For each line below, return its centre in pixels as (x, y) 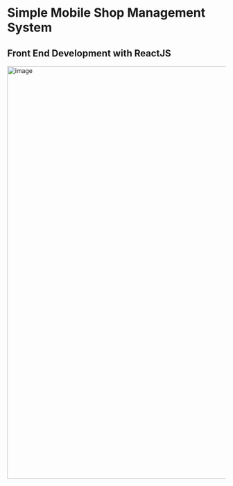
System (30, 27)
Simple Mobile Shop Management (106, 13)
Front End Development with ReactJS (89, 53)
